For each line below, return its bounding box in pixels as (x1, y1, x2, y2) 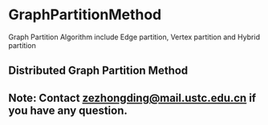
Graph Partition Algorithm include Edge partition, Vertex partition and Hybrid (8, 32, 261, 42)
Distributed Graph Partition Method (8, 64, 189, 78)
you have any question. (8, 103, 128, 117)
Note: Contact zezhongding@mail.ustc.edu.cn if (8, 91, 257, 105)
